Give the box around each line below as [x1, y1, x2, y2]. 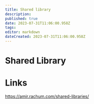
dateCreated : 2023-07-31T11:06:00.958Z [5, 35, 86, 39]
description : [5, 12, 31, 17]
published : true [5, 16, 38, 21]
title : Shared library [5, 7, 51, 12]
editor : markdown [5, 30, 40, 35]
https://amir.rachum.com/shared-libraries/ [5, 93, 89, 99]
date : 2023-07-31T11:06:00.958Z [5, 20, 70, 26]
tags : [5, 25, 16, 30]
